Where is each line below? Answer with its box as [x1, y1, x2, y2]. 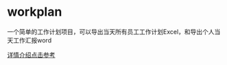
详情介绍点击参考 [7, 51, 56, 59]
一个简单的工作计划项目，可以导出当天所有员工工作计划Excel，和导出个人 [7, 27, 215, 36]
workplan [7, 4, 62, 20]
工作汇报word [12, 36, 52, 44]
